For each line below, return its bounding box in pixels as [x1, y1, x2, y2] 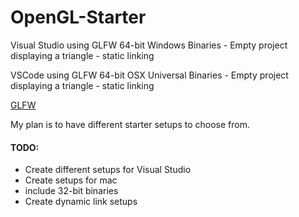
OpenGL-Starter [10, 6, 147, 29]
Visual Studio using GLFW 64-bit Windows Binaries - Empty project [10, 39, 288, 51]
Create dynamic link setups [24, 196, 138, 208]
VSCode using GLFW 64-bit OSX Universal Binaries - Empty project [10, 69, 289, 81]
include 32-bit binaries [24, 185, 119, 197]
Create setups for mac [24, 174, 118, 186]
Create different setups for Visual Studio [24, 164, 192, 176]
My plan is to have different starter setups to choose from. [10, 118, 250, 130]
